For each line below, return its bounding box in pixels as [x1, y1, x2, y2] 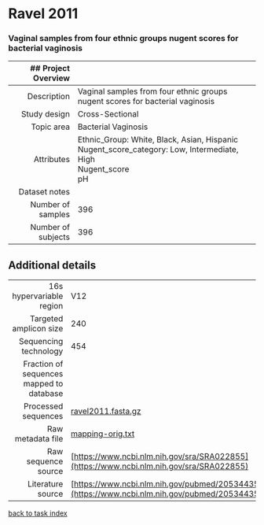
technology [21, 346, 64, 357]
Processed [23, 401, 64, 412]
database [28, 388, 64, 399]
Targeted [30, 313, 64, 324]
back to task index [8, 508, 68, 518]
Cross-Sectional [77, 109, 139, 120]
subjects [38, 231, 71, 242]
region [38, 301, 64, 312]
